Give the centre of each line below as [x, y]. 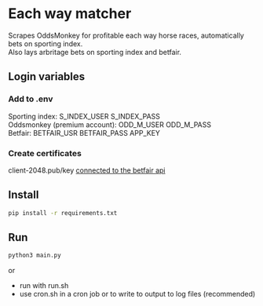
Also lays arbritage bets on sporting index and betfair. [95, 52]
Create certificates [45, 153]
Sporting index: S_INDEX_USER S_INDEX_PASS [84, 116]
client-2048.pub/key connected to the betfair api [87, 170]
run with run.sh [44, 286]
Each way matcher [70, 14]
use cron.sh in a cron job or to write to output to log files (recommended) [137, 294]
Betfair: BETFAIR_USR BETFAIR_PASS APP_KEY [84, 133]
